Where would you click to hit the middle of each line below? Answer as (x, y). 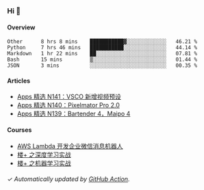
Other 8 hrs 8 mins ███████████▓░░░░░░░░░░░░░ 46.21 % (102, 42)
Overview (21, 27)
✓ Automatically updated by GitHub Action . (68, 179)
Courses (20, 130)
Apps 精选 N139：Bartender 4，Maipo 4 (74, 114)
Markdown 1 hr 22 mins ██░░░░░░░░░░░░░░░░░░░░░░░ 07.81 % (102, 54)
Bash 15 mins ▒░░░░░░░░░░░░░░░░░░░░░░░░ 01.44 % (102, 60)
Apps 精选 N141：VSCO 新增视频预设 (69, 97)
